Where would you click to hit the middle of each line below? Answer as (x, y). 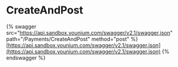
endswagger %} (26, 58)
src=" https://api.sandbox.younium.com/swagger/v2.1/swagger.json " (90, 32)
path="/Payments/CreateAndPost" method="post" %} (72, 39)
